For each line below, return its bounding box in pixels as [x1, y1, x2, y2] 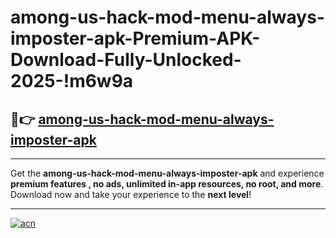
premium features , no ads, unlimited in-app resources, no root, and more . [10, 178, 324, 190]
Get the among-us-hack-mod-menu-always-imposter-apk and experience [10, 167, 325, 179]
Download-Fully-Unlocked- [10, 49, 242, 71]
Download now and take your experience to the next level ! [10, 189, 252, 200]
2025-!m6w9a [10, 70, 134, 93]
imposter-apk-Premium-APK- [10, 27, 261, 50]
